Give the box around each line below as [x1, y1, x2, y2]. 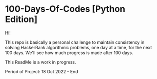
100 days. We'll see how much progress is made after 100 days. [5, 50, 134, 56]
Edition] [5, 14, 38, 25]
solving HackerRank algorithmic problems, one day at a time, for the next [5, 44, 152, 50]
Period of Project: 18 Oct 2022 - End [5, 68, 78, 74]
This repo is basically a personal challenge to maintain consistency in [5, 39, 145, 45]
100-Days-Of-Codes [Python [5, 3, 126, 15]
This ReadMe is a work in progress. [5, 59, 76, 65]
